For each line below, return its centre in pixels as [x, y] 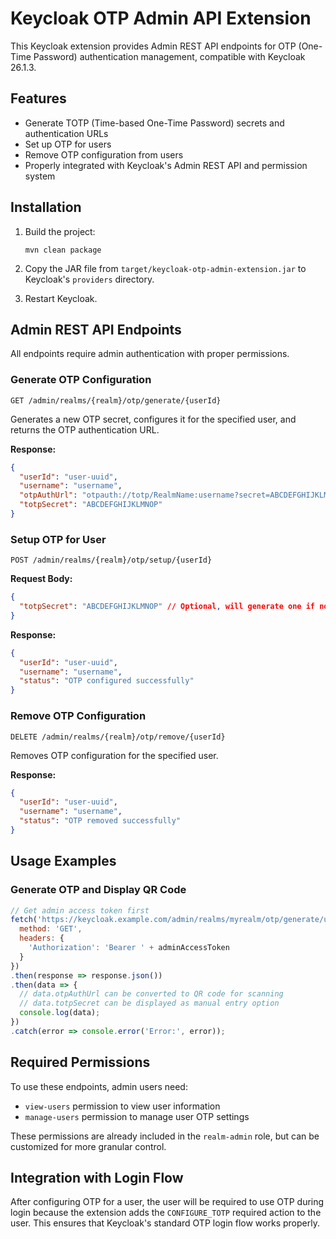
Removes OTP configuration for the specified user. [114, 755]
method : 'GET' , [51, 929]
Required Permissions [80, 1062]
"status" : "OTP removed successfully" [100, 821]
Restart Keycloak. [61, 298]
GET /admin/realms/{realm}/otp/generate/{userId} [116, 400]
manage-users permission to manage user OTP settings [137, 1116]
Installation [46, 207]
